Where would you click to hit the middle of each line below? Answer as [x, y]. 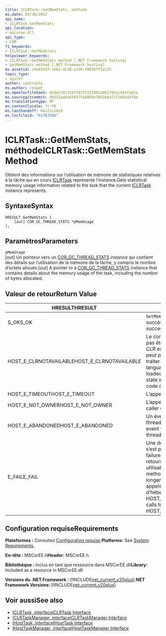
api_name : [15, 19]
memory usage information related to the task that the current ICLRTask [78, 185]
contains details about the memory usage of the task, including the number [82, 273]
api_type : [15, 38]
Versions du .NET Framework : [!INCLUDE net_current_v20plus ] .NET [75, 580]
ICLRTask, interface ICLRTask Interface [52, 612]
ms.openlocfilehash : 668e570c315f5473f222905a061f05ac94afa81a [72, 92]
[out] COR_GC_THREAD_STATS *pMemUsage [54, 222]
